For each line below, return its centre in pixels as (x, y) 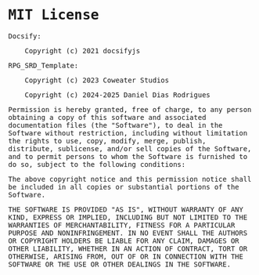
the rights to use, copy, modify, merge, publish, (107, 141)
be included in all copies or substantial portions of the (124, 187)
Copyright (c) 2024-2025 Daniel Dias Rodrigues (118, 95)
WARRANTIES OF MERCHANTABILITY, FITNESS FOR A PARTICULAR (122, 225)
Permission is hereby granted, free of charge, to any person (130, 109)
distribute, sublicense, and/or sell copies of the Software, (130, 148)
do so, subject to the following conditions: (97, 164)
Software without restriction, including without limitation (128, 133)
